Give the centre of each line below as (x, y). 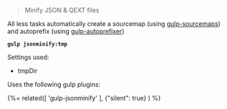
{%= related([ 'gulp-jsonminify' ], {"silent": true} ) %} (84, 98)
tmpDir (27, 71)
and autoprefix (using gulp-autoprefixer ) (66, 31)
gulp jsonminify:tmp (38, 44)
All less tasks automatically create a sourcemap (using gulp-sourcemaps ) (114, 24)
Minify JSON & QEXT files (62, 10)
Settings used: (28, 57)
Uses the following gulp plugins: (54, 84)
